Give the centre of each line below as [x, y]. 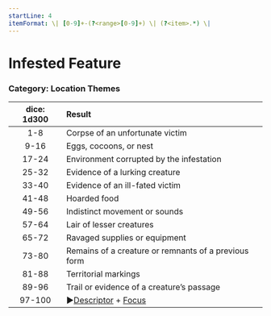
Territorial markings [103, 273]
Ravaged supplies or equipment [126, 237]
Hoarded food [92, 198]
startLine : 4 [30, 16]
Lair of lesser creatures [110, 224]
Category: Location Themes [65, 88]
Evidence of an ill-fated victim [123, 185]
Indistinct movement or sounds [125, 211]
